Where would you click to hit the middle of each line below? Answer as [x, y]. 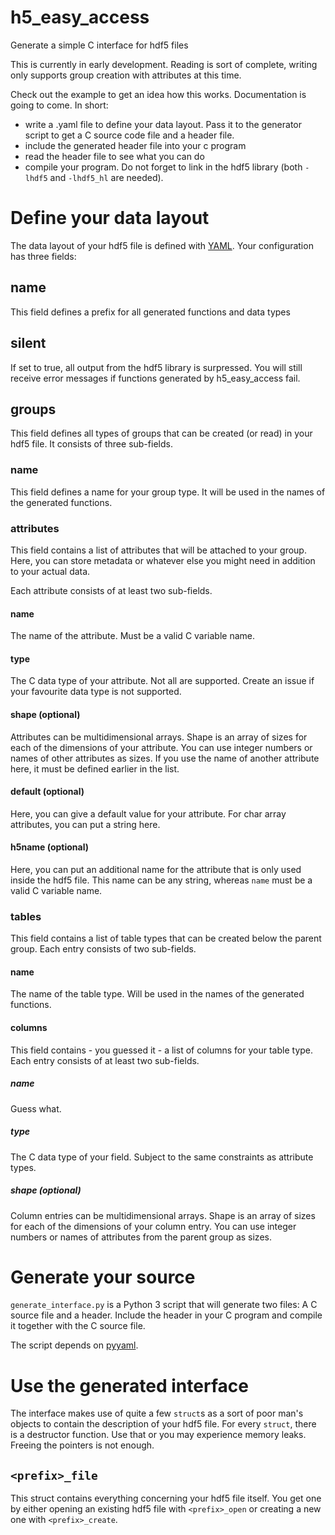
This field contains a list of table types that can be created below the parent [166, 938]
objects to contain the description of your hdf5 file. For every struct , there [163, 1424]
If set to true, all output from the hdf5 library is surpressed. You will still [156, 367]
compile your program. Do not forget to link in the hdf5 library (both [163, 167]
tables [26, 916]
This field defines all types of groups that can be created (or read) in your [161, 433]
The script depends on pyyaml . [74, 1345]
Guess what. [36, 1108]
